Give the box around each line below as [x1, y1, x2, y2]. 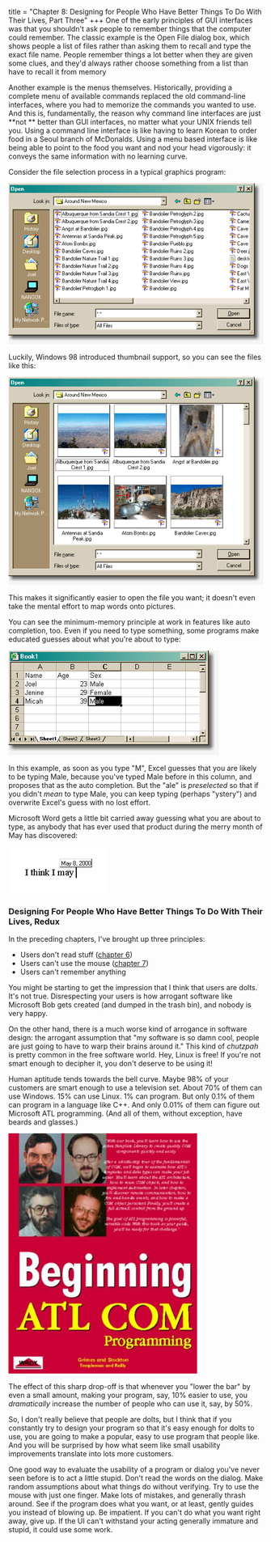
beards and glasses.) [8, 1117, 78, 1127]
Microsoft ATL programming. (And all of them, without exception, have [8, 1108, 243, 1119]
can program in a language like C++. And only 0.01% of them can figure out [8, 1100, 260, 1110]
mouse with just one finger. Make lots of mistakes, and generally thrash [8, 1490, 247, 1500]
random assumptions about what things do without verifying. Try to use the [8, 1482, 260, 1492]
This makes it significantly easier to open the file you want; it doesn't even [8, 593, 256, 603]
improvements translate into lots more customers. [8, 1449, 174, 1459]
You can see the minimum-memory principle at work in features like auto [8, 617, 251, 627]
